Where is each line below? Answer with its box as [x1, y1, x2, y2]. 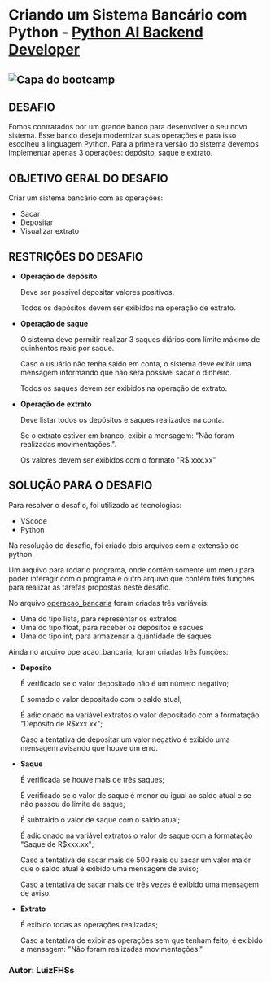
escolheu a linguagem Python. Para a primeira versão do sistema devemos [8, 139, 259, 149]
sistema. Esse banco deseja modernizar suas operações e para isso [8, 130, 237, 140]
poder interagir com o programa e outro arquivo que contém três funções [8, 573, 255, 583]
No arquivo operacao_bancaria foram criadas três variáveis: [8, 598, 209, 607]
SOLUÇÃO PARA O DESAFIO [8, 479, 153, 493]
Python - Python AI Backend [8, 23, 203, 42]
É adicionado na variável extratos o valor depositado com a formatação [20, 710, 260, 720]
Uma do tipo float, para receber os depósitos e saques [20, 622, 203, 632]
